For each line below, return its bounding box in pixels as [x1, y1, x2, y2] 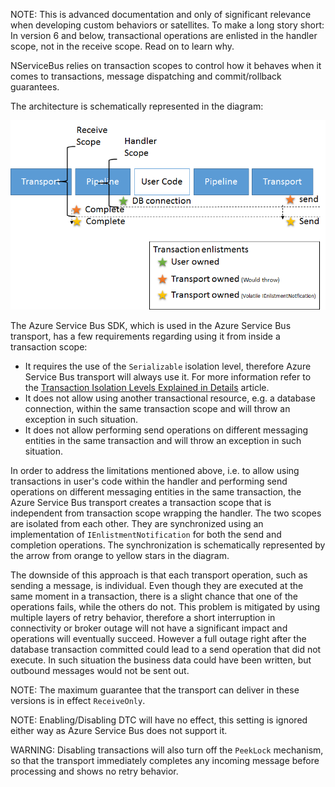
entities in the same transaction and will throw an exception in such [24, 435, 302, 447]
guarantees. [10, 81, 60, 93]
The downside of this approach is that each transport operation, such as [10, 569, 308, 581]
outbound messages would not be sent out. [10, 665, 190, 677]
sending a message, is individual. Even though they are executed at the [10, 580, 304, 592]
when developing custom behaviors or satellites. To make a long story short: [10, 19, 325, 31]
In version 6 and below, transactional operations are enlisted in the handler [10, 30, 318, 41]
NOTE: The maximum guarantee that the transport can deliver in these [10, 684, 300, 696]
